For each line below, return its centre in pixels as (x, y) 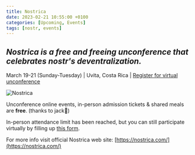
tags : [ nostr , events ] (34, 28)
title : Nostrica (26, 11)
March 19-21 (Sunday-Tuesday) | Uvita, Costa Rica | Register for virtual (92, 75)
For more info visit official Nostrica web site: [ (61, 140)
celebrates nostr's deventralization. (74, 61)
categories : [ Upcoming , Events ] (46, 22)
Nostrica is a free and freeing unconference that (97, 52)
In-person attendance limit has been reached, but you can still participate (95, 122)
